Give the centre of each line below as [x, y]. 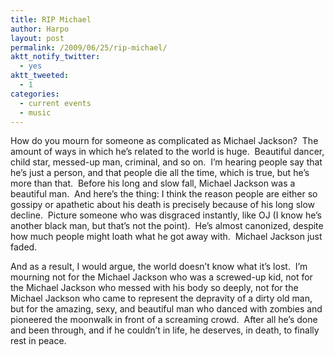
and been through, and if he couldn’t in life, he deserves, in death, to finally [165, 330]
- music [35, 112]
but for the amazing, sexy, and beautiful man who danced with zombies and [166, 309]
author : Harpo [40, 29]
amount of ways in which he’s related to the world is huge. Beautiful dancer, [167, 152]
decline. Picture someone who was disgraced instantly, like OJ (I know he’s [166, 215]
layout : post [37, 38]
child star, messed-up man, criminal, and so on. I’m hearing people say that [166, 162]
